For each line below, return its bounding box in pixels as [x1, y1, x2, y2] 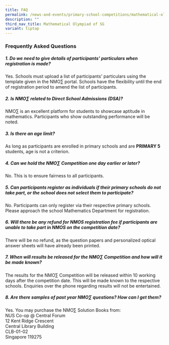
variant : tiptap [5, 26, 39, 31]
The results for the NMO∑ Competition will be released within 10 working [5, 272, 156, 278]
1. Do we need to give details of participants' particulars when [5, 55, 138, 61]
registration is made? [5, 60, 51, 66]
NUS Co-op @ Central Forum [5, 312, 65, 318]
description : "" [5, 17, 39, 22]
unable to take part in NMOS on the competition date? [5, 225, 121, 231]
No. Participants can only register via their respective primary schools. [5, 202, 151, 208]
